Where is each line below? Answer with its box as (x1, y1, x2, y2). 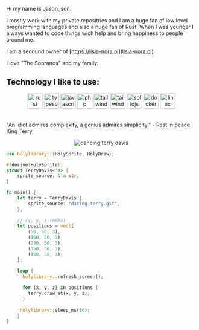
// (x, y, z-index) (17, 218, 66, 224)
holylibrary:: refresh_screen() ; (22, 274, 104, 280)
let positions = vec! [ (17, 223, 74, 229)
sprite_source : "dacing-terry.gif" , (28, 201, 120, 207)
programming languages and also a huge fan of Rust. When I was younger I (6, 24, 194, 30)
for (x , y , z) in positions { (22, 285, 98, 291)
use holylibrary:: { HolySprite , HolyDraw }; (6, 150, 115, 157)
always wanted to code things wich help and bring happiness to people (6, 30, 183, 37)
